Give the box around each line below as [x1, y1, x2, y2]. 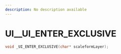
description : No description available [5, 7, 87, 12]
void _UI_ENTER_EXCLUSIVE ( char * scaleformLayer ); [5, 44, 109, 49]
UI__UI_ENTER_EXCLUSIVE [5, 28, 117, 39]
